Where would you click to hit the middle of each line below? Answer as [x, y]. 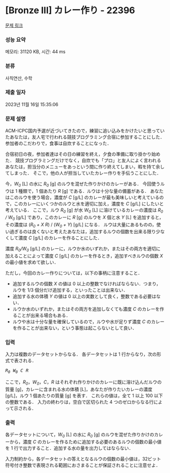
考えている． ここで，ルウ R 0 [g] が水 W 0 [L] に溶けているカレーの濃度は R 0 [84, 210]
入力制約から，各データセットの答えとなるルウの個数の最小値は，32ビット [83, 459]
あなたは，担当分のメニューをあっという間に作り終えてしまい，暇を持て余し [85, 167]
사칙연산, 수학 [19, 78]
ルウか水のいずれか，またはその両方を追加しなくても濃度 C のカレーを [86, 309]
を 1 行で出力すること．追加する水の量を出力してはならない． [69, 448]
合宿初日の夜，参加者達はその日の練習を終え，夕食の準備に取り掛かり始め [83, 154]
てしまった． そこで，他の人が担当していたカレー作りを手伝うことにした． [83, 173]
